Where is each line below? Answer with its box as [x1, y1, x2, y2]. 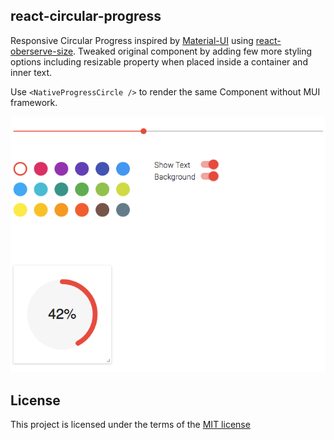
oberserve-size [10, 45, 74, 57]
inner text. [10, 66, 53, 78]
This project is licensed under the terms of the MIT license [10, 418, 251, 430]
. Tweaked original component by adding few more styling [73, 45, 313, 57]
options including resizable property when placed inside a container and [10, 55, 308, 68]
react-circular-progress [10, 8, 162, 25]
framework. [10, 96, 58, 108]
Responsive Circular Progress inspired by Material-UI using [10, 34, 254, 46]
